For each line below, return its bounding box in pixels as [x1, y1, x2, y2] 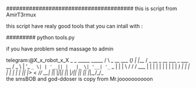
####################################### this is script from [6, 5, 178, 12]
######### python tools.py [6, 34, 75, 40]
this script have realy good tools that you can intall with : [6, 23, 143, 29]
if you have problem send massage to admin [6, 45, 114, 52]
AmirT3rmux [6, 11, 36, 18]
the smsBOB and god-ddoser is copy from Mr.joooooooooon [6, 76, 153, 82]
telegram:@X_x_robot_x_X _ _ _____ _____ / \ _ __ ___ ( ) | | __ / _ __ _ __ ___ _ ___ [6, 57, 188, 63]
